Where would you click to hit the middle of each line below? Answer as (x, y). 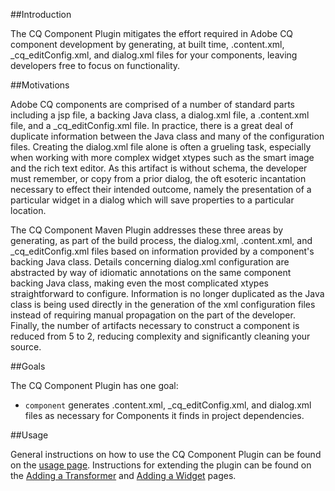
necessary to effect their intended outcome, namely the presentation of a (161, 189)
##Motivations (40, 85)
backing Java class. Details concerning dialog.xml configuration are (150, 262)
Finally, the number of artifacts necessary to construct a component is (155, 325)
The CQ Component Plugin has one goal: (94, 385)
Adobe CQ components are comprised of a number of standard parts (152, 104)
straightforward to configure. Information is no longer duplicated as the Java (167, 293)
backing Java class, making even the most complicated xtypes (139, 283)
